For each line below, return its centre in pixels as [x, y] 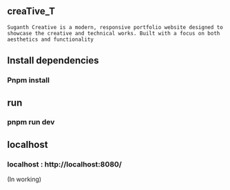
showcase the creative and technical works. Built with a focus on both [114, 33]
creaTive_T [31, 11]
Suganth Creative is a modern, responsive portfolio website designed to [115, 27]
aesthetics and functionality [51, 39]
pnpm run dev [31, 122]
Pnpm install [29, 80]
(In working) [24, 180]
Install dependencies [53, 60]
